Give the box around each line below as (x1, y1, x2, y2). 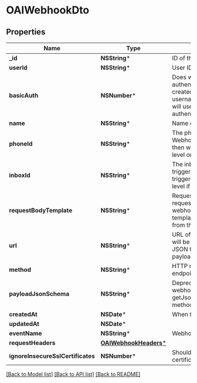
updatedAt (9, 320, 40, 328)
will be (172, 238, 190, 246)
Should (172, 348, 192, 356)
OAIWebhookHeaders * (100, 339, 167, 347)
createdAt (9, 310, 38, 318)
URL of (172, 231, 191, 238)
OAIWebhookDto (6, 4, 90, 17)
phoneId (9, 140, 33, 148)
